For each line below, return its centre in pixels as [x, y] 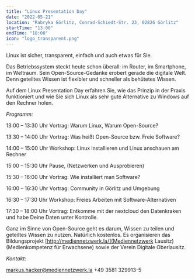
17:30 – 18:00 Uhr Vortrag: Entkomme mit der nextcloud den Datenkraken [94, 211]
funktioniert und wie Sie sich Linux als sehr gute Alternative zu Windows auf [97, 97]
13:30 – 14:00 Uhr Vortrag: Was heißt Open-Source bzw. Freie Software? [93, 137]
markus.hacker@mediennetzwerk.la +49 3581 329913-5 [74, 270]
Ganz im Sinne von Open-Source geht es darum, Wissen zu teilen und [90, 228]
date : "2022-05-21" [30, 17]
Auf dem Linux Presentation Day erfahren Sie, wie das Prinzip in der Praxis [96, 90]
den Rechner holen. [30, 103]
